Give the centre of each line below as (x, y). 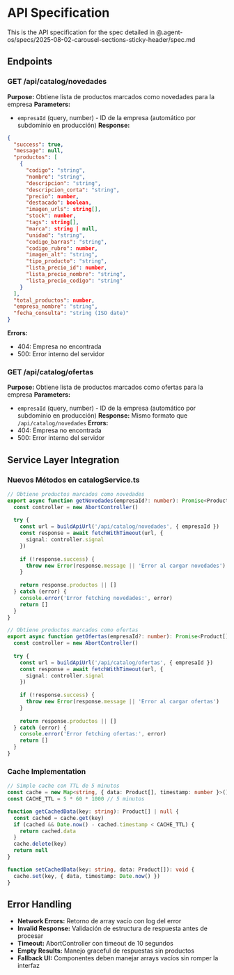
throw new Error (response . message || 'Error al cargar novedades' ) (126, 566)
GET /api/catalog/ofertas (50, 372)
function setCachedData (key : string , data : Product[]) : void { (101, 870)
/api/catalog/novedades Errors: (63, 423)
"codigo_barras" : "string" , (67, 242)
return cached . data (48, 831)
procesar (30, 936)
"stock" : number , (51, 216)
